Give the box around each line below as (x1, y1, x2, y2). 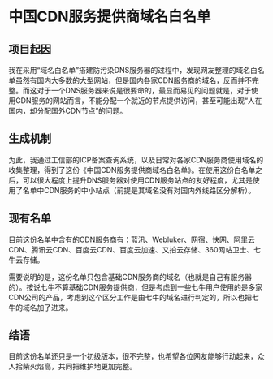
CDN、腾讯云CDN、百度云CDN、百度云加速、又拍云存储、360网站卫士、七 (8, 244, 262, 254)
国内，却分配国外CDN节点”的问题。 (8, 106, 128, 115)
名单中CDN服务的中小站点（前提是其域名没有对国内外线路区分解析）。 (22, 185, 256, 195)
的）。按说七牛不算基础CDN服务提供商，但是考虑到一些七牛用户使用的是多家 (8, 282, 262, 292)
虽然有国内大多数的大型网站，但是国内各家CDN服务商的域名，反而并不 (15, 75, 252, 85)
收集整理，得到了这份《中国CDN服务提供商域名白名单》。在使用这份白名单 (8, 165, 256, 174)
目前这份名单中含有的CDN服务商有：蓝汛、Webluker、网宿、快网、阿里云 (8, 235, 256, 244)
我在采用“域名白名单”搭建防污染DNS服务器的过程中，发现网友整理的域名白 (8, 66, 258, 75)
